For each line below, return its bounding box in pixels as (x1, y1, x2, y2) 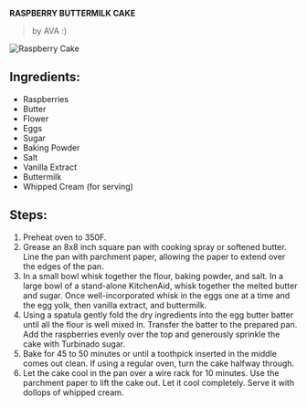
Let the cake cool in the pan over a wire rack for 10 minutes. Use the (22, 367, 280, 378)
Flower (22, 113, 49, 124)
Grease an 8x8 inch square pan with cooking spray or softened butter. (22, 241, 287, 252)
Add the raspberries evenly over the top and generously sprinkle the (22, 329, 281, 339)
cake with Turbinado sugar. (22, 338, 126, 350)
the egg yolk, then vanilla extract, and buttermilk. (22, 299, 207, 310)
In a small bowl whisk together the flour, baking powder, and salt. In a (22, 270, 284, 281)
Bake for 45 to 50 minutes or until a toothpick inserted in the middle (22, 348, 277, 359)
